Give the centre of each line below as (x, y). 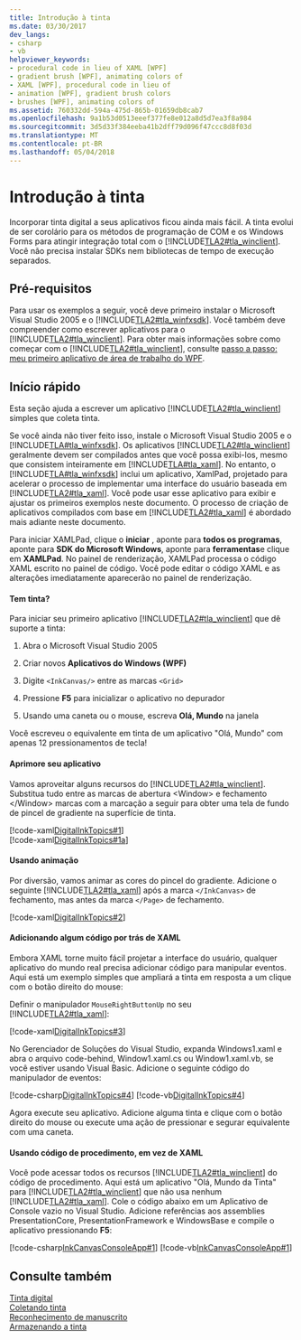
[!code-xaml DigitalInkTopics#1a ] (69, 839)
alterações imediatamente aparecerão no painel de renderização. (131, 578)
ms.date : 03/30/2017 (48, 26)
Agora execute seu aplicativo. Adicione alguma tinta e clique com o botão (146, 1113)
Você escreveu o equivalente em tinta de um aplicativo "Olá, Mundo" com (146, 734)
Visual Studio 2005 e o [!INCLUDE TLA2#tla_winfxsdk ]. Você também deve (147, 320)
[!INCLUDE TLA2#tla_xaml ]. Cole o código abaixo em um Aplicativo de (139, 1202)
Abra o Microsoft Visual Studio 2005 (90, 646)
